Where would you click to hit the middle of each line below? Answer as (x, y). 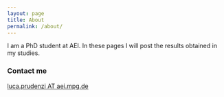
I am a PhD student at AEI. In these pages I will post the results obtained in (112, 46)
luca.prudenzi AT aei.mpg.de (48, 86)
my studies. (23, 53)
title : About (26, 20)
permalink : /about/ (35, 26)
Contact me (27, 71)
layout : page (26, 13)
